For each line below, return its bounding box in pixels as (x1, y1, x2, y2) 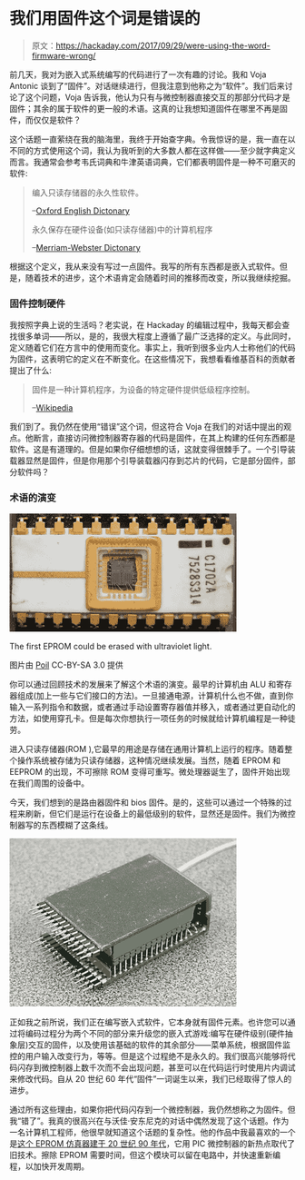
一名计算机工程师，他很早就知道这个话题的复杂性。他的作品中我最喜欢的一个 (9, 1126, 296, 1137)
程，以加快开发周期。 (9, 1160, 89, 1172)
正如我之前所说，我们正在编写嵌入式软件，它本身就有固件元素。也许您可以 (9, 1016, 288, 1027)
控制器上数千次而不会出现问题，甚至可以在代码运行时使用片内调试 (48, 1062, 296, 1073)
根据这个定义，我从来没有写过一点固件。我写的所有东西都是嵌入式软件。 (9, 261, 280, 272)
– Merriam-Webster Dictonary (31, 242, 141, 253)
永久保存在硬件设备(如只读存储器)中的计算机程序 (31, 223, 213, 234)
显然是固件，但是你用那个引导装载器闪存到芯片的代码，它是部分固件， (25, 455, 288, 466)
